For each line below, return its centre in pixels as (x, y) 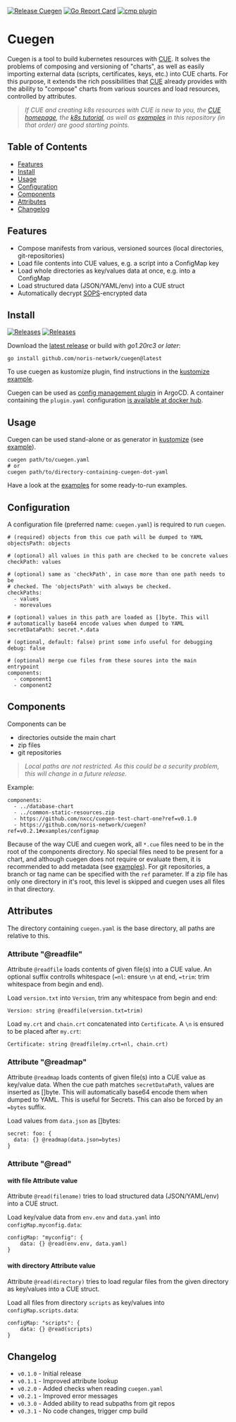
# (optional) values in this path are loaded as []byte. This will (108, 617)
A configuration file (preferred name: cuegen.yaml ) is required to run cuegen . (117, 524)
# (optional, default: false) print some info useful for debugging (110, 642)
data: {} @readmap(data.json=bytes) (67, 1140)
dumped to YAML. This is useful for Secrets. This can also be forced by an (115, 1100)
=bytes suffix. (27, 1107)
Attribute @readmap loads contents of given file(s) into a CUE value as (106, 1077)
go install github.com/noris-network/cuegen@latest (85, 359)
